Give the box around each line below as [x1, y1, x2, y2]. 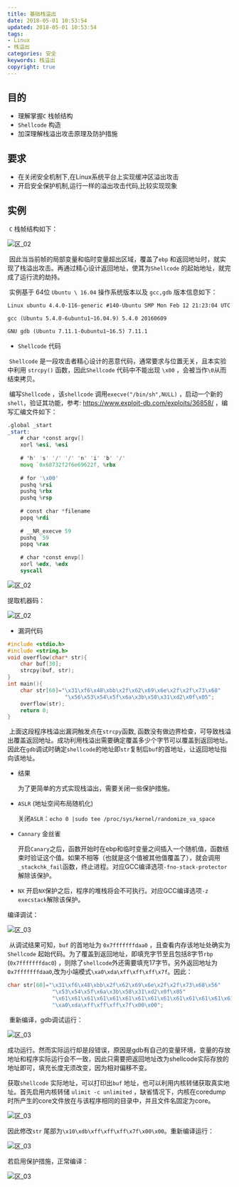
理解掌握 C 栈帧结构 [17, 112, 73, 120]
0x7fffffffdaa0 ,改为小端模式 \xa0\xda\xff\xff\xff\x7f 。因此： [7, 968, 193, 976]
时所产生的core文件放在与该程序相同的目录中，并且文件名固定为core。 [7, 1096, 215, 1104]
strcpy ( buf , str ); [20, 667, 75, 674]
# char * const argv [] [20, 435, 84, 442]
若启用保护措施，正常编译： [7, 1156, 89, 1165]
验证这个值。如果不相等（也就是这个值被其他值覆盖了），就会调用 [30, 854, 221, 862]
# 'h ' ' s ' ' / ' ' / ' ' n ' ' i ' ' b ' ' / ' [20, 455, 126, 462]
